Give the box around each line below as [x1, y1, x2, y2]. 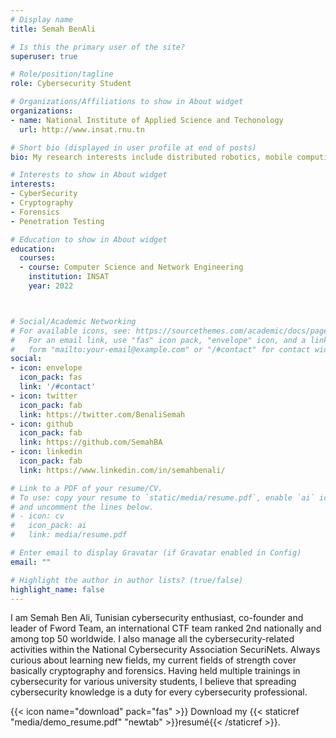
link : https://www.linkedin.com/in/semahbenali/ [19, 465, 226, 475]
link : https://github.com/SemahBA [19, 437, 163, 448]
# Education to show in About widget [10, 234, 168, 245]
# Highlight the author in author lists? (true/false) [10, 575, 244, 585]
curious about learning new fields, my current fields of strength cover [10, 654, 297, 666]
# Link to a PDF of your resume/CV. [10, 483, 163, 493]
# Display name [10, 14, 74, 25]
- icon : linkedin [10, 447, 83, 457]
